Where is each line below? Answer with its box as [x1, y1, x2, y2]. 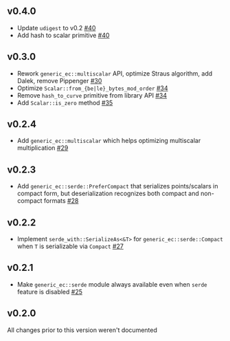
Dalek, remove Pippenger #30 [16, 76, 102, 85]
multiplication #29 [16, 144, 69, 152]
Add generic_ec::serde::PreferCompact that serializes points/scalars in [16, 182, 218, 190]
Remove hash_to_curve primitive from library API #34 [16, 91, 168, 99]
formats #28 [43, 197, 79, 205]
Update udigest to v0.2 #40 [16, 23, 96, 32]
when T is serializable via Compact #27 [16, 242, 124, 250]
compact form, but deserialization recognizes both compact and [16, 189, 199, 198]
